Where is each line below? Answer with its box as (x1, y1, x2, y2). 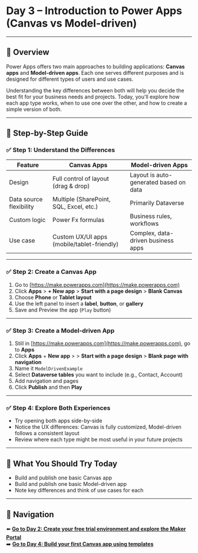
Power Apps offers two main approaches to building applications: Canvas (6, 63, 185, 70)
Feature (16, 161, 39, 169)
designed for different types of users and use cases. (6, 75, 134, 82)
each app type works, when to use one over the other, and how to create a (6, 99, 187, 107)
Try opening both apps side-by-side (14, 417, 103, 425)
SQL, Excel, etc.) (52, 203, 98, 211)
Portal (6, 534, 22, 541)
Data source (9, 196, 43, 204)
